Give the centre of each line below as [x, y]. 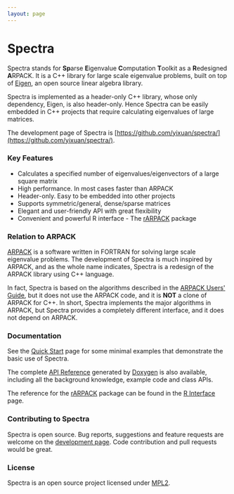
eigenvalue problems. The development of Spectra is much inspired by [110, 259]
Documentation [34, 336]
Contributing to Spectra [48, 419]
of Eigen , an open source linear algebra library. [75, 83]
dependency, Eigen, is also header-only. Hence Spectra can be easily [108, 104]
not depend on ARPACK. [43, 318]
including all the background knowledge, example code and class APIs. [110, 379]
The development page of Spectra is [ [62, 132]
